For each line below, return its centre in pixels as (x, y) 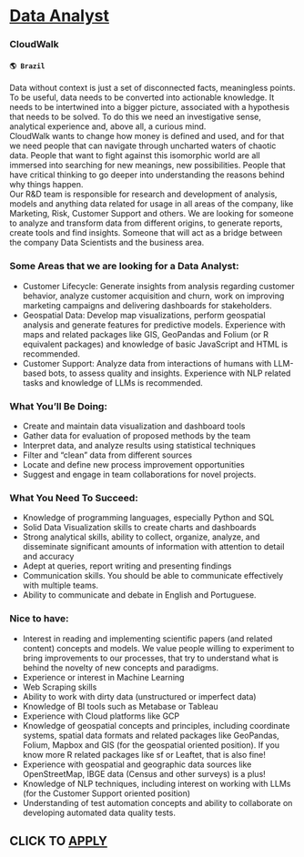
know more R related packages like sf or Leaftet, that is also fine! (144, 754)
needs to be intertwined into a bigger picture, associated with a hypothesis (149, 107)
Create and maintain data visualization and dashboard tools (134, 426)
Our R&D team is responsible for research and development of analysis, (143, 194)
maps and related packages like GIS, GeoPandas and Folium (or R (146, 334)
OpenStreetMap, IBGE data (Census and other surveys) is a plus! (144, 773)
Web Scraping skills (60, 687)
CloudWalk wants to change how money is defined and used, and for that (147, 136)
